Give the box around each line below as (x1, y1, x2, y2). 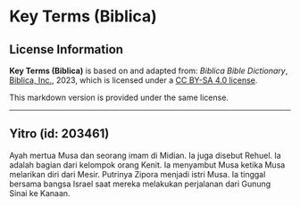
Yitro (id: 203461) (9, 127, 110, 142)
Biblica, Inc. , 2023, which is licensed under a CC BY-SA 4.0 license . (9, 75, 258, 86)
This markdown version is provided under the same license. (9, 92, 229, 103)
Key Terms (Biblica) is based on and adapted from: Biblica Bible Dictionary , (9, 65, 288, 76)
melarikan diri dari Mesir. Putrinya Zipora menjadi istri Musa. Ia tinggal (9, 169, 266, 179)
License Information (9, 42, 123, 57)
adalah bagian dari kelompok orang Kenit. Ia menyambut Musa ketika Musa (9, 159, 286, 170)
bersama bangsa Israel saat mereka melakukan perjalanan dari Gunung (9, 178, 271, 189)
